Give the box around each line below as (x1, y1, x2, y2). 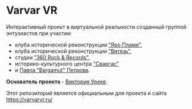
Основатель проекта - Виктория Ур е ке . (6, 78, 108, 85)
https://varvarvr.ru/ (6, 96, 53, 103)
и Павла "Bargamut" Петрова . (14, 66, 90, 73)
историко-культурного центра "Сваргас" (14, 60, 119, 67)
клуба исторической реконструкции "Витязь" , (14, 47, 132, 54)
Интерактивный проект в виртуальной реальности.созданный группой (6, 23, 187, 30)
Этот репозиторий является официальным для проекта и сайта (6, 89, 167, 96)
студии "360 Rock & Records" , (14, 54, 90, 61)
